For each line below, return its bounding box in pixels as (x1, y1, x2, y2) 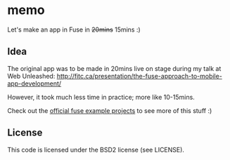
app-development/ (7, 79, 62, 88)
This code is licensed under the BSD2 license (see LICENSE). (7, 145, 185, 154)
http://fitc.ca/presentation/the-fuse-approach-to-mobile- (56, 72, 223, 80)
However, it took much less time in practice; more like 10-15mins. (7, 93, 195, 101)
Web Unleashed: (7, 72, 56, 80)
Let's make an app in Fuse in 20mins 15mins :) (7, 25, 141, 34)
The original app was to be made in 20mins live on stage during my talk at (7, 64, 222, 72)
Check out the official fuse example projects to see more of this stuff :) (7, 106, 212, 114)
